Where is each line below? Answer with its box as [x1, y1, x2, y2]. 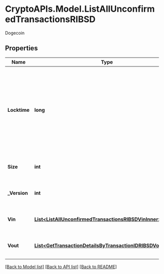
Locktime [7, 106, 30, 113]
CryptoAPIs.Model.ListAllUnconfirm [5, 3, 155, 15]
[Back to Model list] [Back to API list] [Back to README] [5, 264, 117, 270]
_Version [7, 190, 28, 196]
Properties [5, 44, 38, 52]
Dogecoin [5, 30, 25, 36]
